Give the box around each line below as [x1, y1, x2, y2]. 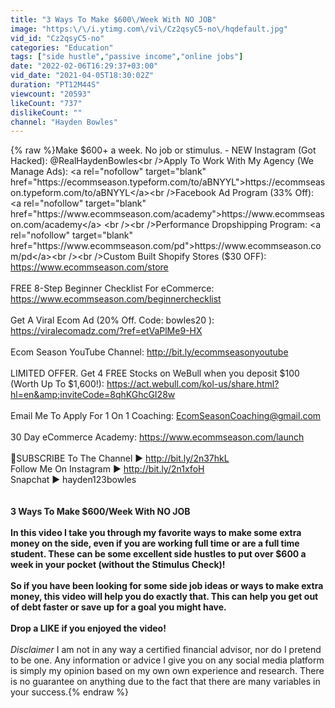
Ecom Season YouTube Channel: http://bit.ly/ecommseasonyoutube [10, 346, 289, 358]
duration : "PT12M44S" [10, 80, 101, 90]
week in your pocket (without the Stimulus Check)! [10, 559, 226, 571]
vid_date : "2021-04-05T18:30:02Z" [10, 71, 155, 81]
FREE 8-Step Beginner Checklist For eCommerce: [10, 282, 215, 295]
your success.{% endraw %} [10, 686, 130, 698]
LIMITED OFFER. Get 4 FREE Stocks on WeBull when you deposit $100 [10, 367, 300, 380]
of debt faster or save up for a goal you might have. [10, 601, 227, 613]
